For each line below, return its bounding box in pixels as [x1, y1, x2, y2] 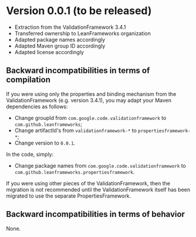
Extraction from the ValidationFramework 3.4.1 [14, 24, 126, 31]
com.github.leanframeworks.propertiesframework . [14, 168, 135, 175]
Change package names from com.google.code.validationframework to [14, 162, 186, 169]
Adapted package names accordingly [14, 36, 106, 43]
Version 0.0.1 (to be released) [6, 4, 152, 18]
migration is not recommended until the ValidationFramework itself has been [6, 186, 191, 193]
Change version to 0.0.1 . [14, 139, 76, 146]
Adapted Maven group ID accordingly [14, 42, 106, 49]
